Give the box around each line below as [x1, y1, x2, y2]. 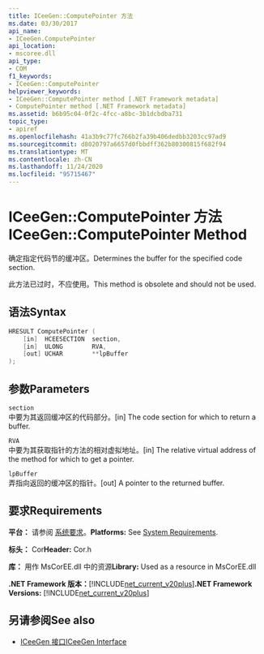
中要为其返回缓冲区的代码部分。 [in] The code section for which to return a [8, 411, 257, 422]
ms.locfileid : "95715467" [8, 170, 96, 179]
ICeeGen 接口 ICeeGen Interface [19, 636, 127, 646]
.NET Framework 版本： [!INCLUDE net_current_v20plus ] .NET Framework [8, 579, 253, 588]
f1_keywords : [8, 72, 53, 80]
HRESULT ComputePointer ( [8, 327, 96, 335]
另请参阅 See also [8, 613, 96, 627]
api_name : [8, 27, 42, 35]
